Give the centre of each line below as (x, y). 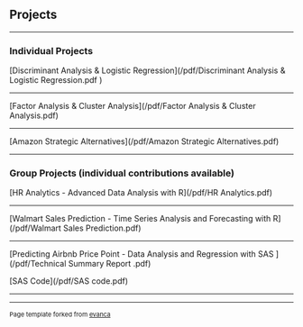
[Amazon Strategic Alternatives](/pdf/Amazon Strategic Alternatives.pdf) (144, 141)
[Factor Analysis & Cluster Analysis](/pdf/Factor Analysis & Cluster (133, 106)
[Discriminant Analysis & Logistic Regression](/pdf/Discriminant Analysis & (147, 70)
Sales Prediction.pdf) (102, 228)
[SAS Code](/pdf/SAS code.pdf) (69, 281)
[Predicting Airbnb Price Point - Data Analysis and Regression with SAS (142, 254)
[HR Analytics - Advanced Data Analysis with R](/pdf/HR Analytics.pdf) (141, 193)
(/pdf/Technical (38, 264)
